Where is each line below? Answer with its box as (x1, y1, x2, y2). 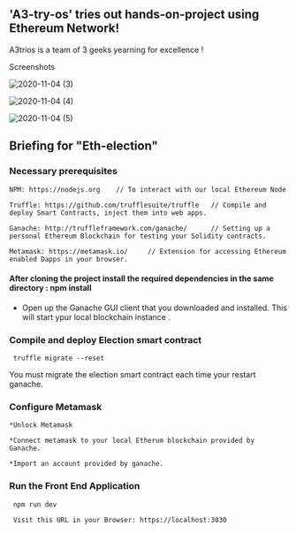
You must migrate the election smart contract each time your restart (9, 369, 256, 379)
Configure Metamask (9, 400, 102, 413)
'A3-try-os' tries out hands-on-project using (9, 7, 260, 22)
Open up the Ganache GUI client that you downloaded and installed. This (21, 302, 287, 313)
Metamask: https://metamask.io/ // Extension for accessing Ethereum (9, 247, 287, 255)
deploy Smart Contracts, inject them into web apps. (9, 208, 208, 217)
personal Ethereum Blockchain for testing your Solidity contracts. (9, 232, 267, 240)
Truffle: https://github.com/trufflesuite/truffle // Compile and (9, 201, 267, 209)
